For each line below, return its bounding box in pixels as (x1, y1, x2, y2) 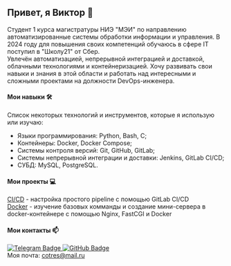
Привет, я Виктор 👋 (7, 7, 93, 19)
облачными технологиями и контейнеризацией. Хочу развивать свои (7, 61, 213, 70)
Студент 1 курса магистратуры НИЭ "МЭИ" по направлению (7, 25, 187, 33)
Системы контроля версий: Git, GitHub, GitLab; (17, 146, 156, 155)
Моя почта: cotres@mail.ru (7, 251, 85, 260)
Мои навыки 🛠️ (7, 93, 53, 101)
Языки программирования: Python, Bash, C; (17, 132, 147, 140)
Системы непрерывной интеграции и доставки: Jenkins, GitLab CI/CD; (17, 153, 225, 162)
